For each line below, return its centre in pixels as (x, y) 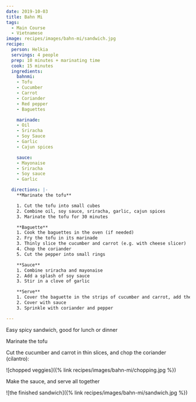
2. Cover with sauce (41, 303)
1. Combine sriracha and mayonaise (60, 270)
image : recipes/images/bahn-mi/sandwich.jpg (61, 39)
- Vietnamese (27, 33)
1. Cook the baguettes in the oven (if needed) (75, 233)
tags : (13, 22)
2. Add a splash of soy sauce (53, 276)
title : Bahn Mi (24, 17)
